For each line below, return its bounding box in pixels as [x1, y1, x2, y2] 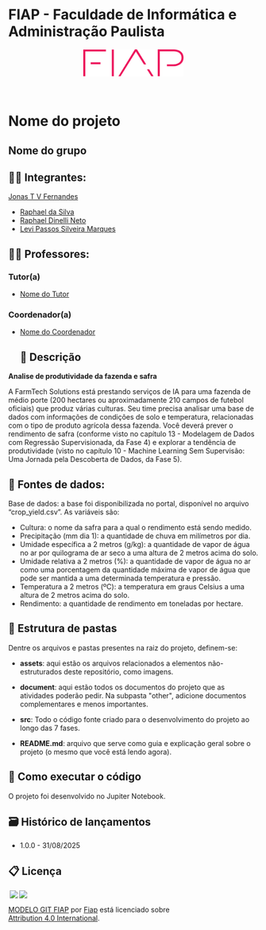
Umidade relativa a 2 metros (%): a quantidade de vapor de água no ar [19, 557, 252, 566]
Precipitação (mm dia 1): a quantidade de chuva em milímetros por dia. [19, 531, 251, 541]
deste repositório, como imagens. [63, 666, 174, 676]
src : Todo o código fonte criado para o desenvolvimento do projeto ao [19, 714, 250, 724]
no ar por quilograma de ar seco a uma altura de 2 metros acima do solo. [19, 548, 259, 558]
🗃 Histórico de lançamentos [8, 815, 152, 829]
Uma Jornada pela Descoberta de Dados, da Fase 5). [8, 455, 183, 464]
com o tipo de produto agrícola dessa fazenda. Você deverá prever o [8, 420, 234, 431]
